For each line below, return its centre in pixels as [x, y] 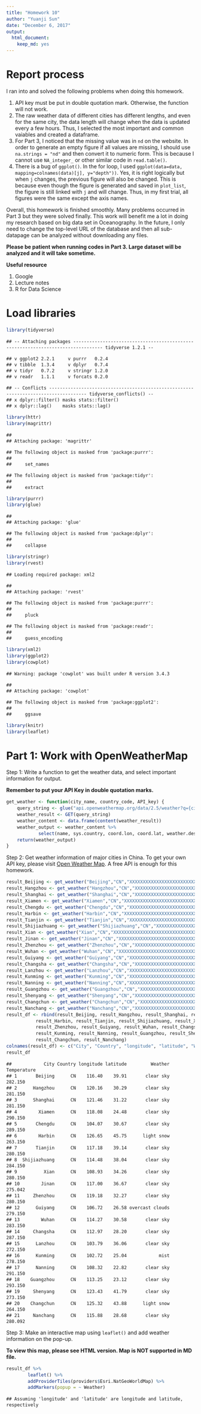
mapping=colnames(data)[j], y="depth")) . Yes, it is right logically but [100, 172]
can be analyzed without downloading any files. [89, 235]
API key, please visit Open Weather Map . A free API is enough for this [92, 864]
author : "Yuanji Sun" [33, 19]
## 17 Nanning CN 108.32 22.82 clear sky [88, 1267]
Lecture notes [32, 283]
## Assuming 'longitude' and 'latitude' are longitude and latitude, [95, 1399]
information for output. [34, 779]
